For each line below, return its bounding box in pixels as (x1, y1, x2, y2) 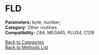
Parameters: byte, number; (5, 19, 61, 25)
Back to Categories (5, 39, 45, 45)
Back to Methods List (5, 44, 49, 50)
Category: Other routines (5, 24, 57, 30)
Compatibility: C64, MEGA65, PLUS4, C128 (5, 29, 95, 35)
